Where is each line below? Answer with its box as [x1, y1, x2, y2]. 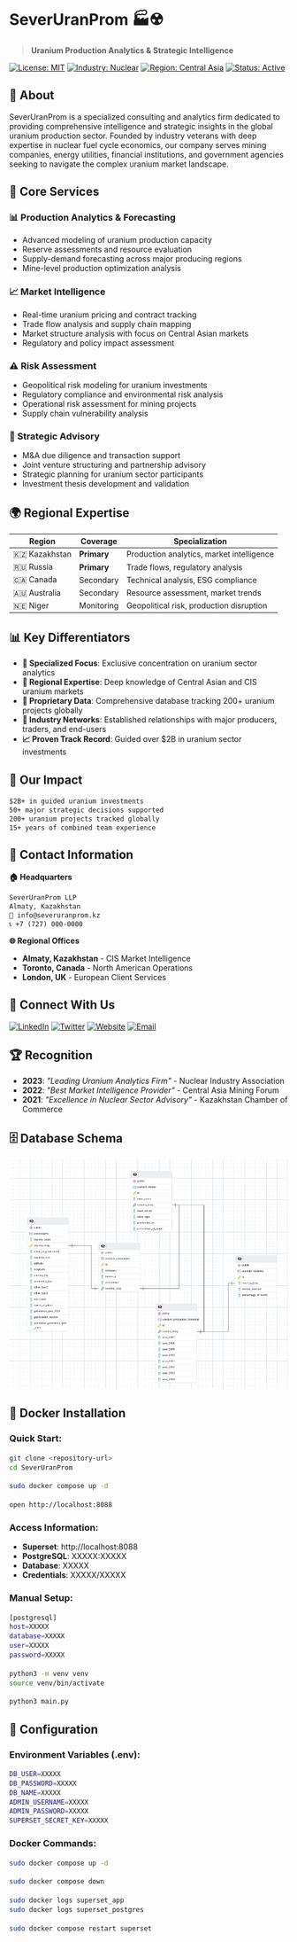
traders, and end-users [21, 724, 107, 735]
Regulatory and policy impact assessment [21, 337, 175, 348]
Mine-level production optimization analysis [21, 263, 181, 274]
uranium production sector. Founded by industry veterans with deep [9, 130, 257, 141]
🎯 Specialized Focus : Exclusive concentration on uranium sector [21, 658, 258, 668]
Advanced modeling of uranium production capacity [21, 235, 212, 246]
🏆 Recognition [9, 1048, 93, 1063]
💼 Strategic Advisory [9, 430, 100, 442]
